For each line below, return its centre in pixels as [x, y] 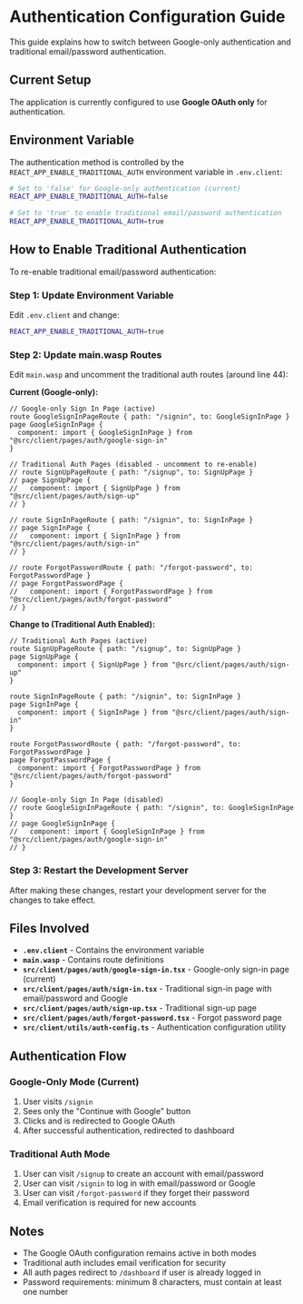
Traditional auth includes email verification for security [124, 1263]
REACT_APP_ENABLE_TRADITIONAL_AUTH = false [89, 197]
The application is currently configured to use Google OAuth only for [138, 102]
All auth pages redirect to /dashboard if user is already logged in [142, 1272]
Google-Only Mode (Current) [74, 1082]
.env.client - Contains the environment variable [113, 950]
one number [45, 1292]
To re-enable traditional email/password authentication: [113, 272]
